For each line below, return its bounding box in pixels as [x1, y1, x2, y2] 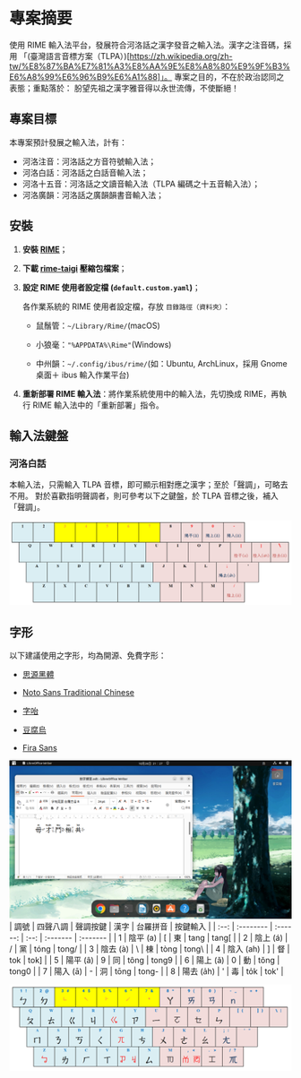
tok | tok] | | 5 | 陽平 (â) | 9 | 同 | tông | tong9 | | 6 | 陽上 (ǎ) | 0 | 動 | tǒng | [9, 955, 280, 966]
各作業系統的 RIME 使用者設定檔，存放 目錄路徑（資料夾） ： [21, 301, 231, 312]
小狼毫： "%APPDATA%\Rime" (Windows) [35, 339, 172, 349]
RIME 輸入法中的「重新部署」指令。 [32, 400, 164, 410]
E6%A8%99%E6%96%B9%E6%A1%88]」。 [9, 71, 173, 82]
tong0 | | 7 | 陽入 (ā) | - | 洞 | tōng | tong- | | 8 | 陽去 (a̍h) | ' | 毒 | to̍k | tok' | [9, 966, 284, 977]
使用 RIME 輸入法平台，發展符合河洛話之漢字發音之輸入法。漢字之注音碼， [9, 39, 284, 50]
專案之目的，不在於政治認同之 [174, 71, 285, 82]
